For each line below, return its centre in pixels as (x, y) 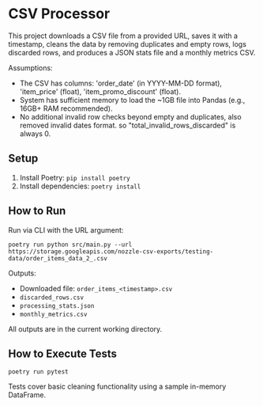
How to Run (37, 211)
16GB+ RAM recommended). (66, 108)
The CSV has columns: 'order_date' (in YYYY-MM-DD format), (121, 83)
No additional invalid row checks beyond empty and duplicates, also (131, 116)
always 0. (35, 133)
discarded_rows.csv (52, 298)
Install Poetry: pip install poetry (75, 177)
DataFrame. (27, 395)
